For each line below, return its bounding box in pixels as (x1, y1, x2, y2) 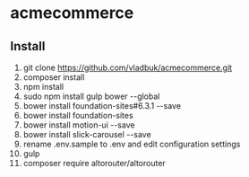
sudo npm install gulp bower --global (22, 91, 160, 102)
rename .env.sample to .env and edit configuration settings (22, 138, 241, 149)
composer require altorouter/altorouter (22, 158, 167, 168)
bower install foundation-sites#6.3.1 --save (22, 101, 182, 111)
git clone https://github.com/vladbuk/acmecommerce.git (22, 62, 232, 73)
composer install (22, 72, 85, 83)
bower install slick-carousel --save (22, 129, 151, 139)
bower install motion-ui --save (22, 119, 135, 130)
